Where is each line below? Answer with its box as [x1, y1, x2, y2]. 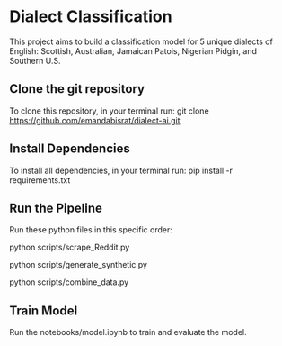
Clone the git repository [9, 81, 145, 96]
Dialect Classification [9, 6, 172, 27]
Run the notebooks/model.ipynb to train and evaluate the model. [9, 327, 247, 338]
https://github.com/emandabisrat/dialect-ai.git [9, 114, 181, 125]
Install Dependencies [9, 141, 130, 157]
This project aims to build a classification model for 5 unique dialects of [9, 36, 274, 47]
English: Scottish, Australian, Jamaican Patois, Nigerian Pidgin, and [9, 45, 258, 56]
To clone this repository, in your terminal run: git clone [9, 105, 209, 116]
